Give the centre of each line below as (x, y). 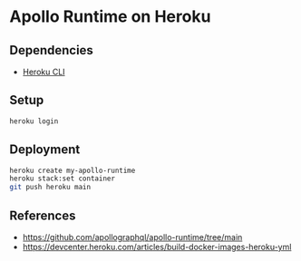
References (43, 215)
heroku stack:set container (63, 179)
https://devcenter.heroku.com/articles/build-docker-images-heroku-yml (157, 246)
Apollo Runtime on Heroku (110, 17)
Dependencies (51, 50)
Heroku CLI (44, 72)
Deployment (45, 150)
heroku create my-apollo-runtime (73, 170)
